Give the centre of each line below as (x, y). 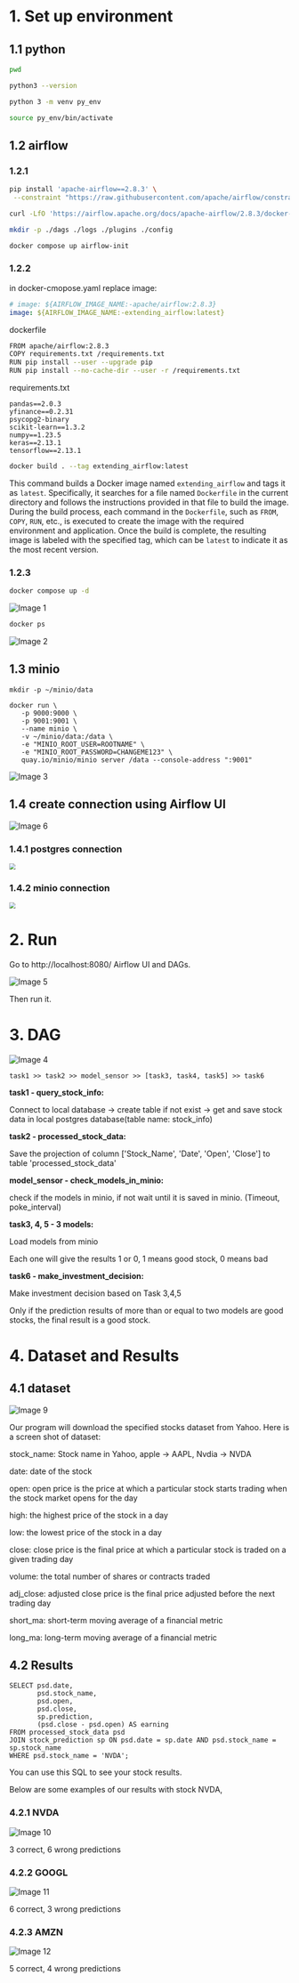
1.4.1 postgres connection (66, 849)
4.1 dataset (40, 1389)
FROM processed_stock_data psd (67, 1733)
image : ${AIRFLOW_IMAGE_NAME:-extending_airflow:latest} (117, 312)
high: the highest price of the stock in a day (89, 1515)
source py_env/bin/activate (61, 117)
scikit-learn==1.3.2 (48, 428)
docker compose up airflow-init (69, 246)
